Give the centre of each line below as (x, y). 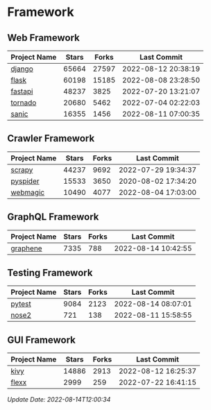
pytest (21, 304)
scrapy (22, 169)
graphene (27, 248)
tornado (24, 103)
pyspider (25, 181)
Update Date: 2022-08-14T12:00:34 (59, 400)
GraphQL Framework (53, 217)
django (22, 69)
